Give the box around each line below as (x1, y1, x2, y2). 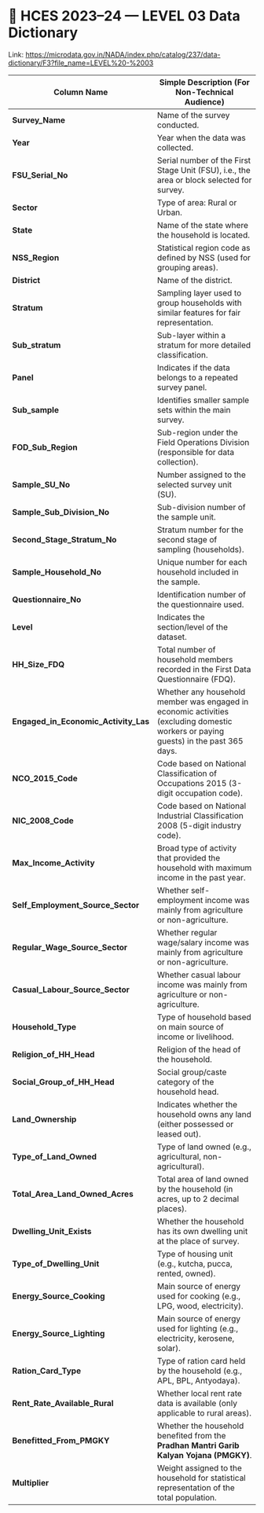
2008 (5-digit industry (156, 820, 242, 831)
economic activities (156, 706, 229, 717)
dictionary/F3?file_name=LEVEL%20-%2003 (8, 58, 154, 68)
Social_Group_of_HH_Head (12, 1076, 115, 1087)
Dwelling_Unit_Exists (12, 1225, 92, 1236)
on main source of (156, 1021, 224, 1032)
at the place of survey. (156, 1236, 240, 1247)
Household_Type (12, 1021, 77, 1032)
